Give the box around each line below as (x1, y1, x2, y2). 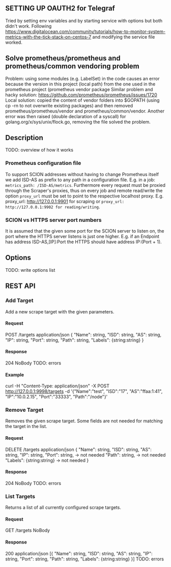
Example (5, 372, 24, 378)
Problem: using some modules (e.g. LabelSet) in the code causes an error (5, 75, 160, 81)
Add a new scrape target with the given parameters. (5, 308, 115, 315)
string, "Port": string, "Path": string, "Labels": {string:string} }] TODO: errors (5, 556, 164, 562)
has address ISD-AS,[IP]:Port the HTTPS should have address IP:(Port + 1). (5, 239, 162, 245)
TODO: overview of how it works (5, 147, 74, 153)
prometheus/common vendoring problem (5, 62, 139, 71)
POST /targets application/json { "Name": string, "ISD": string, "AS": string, (5, 331, 162, 337)
